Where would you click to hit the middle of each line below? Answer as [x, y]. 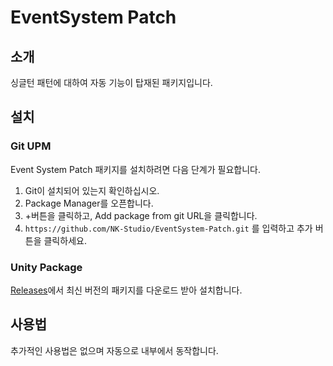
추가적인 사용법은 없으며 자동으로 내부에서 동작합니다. [114, 350]
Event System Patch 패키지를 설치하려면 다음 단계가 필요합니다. [135, 169]
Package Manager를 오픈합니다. [89, 203]
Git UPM [31, 146]
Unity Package [46, 267]
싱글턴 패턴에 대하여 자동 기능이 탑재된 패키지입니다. [111, 82]
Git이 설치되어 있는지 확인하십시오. [92, 190]
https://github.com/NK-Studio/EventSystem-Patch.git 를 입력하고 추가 [168, 228]
